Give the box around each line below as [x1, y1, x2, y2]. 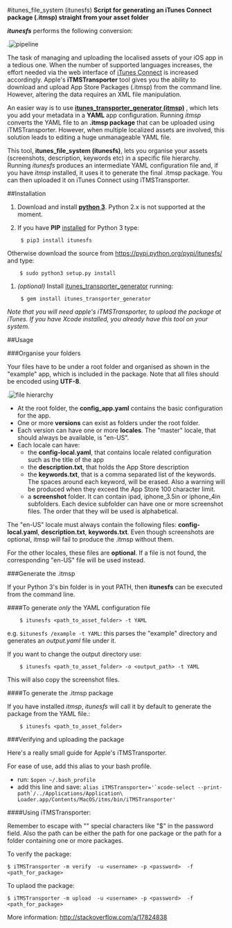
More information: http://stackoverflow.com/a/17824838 [7, 913, 168, 921]
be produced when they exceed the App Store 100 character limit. [27, 485, 216, 493]
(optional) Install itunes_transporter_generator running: [17, 282, 174, 290]
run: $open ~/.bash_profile [17, 776, 96, 783]
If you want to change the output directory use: [7, 650, 142, 658]
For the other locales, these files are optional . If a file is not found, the [7, 548, 207, 557]
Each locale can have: [17, 441, 80, 449]
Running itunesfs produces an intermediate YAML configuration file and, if [7, 161, 218, 169]
